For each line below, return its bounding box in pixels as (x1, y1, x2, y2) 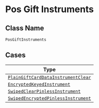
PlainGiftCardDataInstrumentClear (8, 75, 91, 80)
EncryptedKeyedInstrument (8, 81, 71, 87)
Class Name (5, 24, 44, 32)
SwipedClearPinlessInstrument (8, 88, 81, 94)
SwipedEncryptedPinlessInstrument (8, 95, 91, 101)
